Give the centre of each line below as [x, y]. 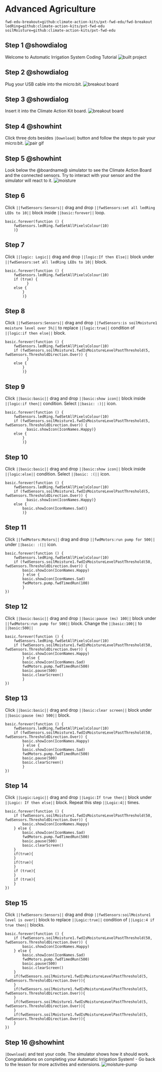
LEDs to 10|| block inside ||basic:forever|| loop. [55, 212]
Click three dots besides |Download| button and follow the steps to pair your [80, 138]
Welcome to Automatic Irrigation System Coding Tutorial [61, 57]
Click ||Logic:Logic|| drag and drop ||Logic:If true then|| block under [79, 797]
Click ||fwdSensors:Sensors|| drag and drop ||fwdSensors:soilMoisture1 [78, 914]
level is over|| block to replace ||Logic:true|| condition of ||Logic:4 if [80, 920]
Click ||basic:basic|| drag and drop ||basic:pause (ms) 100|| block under [81, 618]
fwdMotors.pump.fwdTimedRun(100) [56, 583]
